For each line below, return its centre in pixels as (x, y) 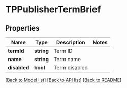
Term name (67, 59)
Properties (22, 28)
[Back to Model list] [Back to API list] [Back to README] (63, 80)
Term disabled (71, 67)
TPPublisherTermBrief (53, 9)
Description (71, 42)
